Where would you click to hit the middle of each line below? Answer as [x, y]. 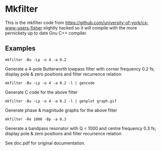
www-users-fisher [24, 27]
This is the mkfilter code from [35, 23]
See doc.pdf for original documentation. [45, 143]
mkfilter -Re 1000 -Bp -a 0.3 [36, 119]
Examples [20, 48]
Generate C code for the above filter [41, 92]
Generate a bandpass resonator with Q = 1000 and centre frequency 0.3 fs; [81, 128]
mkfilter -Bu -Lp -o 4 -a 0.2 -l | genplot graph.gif [61, 101]
